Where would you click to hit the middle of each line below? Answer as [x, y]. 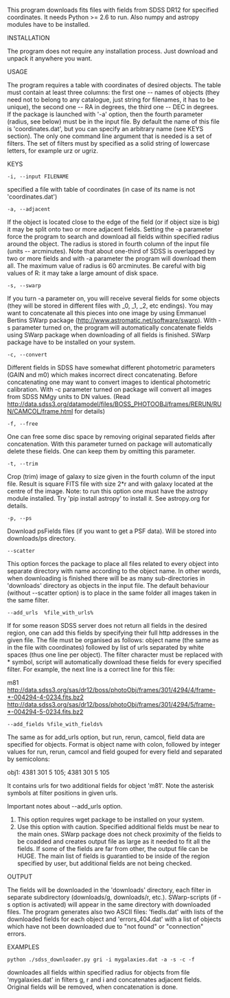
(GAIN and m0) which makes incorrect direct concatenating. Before [102, 375]
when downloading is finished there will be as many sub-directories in [106, 578]
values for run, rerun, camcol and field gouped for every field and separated [115, 752]
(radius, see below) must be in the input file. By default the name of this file [113, 122]
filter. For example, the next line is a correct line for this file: [91, 669]
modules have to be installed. [49, 24]
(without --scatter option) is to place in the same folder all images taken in [112, 593]
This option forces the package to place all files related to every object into [113, 564]
